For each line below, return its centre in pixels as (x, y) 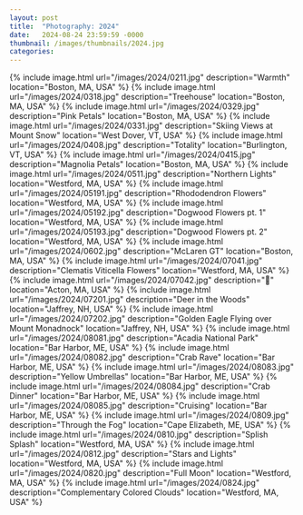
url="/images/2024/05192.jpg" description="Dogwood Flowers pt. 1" (138, 213)
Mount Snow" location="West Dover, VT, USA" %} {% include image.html (146, 135)
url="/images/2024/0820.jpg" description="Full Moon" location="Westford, (151, 473)
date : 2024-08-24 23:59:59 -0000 (77, 35)
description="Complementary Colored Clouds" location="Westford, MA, (144, 492)
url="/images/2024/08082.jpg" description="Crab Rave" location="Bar (142, 357)
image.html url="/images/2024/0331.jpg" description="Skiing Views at (142, 126)
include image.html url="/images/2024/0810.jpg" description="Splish (139, 435)
